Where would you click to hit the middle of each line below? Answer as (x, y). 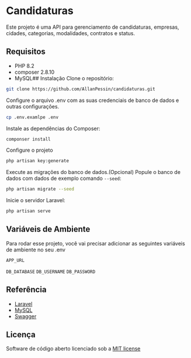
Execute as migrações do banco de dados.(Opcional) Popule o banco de (93, 172)
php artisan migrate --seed (40, 189)
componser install (28, 139)
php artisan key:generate (37, 161)
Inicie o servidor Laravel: (36, 200)
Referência (26, 290)
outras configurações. (33, 106)
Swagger (25, 316)
